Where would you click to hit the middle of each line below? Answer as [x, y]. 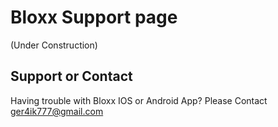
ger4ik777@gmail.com [57, 111]
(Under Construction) [54, 45]
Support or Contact [71, 76]
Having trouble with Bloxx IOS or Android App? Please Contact [139, 100]
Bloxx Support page [94, 17]
